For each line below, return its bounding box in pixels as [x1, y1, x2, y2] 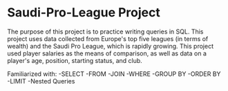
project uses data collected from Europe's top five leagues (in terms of [7, 34, 209, 42]
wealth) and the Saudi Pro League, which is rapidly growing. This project [7, 42, 214, 50]
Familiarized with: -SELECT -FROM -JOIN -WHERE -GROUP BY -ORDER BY [7, 70, 221, 78]
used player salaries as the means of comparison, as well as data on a [7, 49, 207, 57]
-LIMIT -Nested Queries [7, 77, 75, 85]
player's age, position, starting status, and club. [7, 56, 143, 64]
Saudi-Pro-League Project [7, 5, 160, 21]
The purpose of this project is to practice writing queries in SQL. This [7, 27, 204, 36]
